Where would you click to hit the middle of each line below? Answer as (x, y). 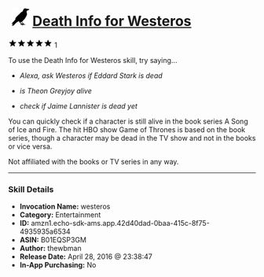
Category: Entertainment (60, 215)
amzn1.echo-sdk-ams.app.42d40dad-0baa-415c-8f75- (120, 223)
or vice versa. (30, 146)
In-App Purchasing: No (58, 265)
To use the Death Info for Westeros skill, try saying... (93, 60)
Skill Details (31, 189)
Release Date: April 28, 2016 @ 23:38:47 (86, 257)
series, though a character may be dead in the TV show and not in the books (132, 138)
